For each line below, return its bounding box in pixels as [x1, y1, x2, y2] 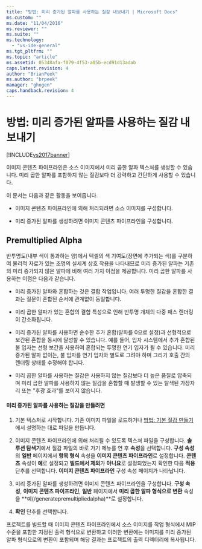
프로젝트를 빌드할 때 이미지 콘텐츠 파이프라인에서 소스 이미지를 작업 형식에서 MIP [6, 521, 196, 528]
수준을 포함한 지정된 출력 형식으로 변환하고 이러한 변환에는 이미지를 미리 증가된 [6, 528, 192, 536]
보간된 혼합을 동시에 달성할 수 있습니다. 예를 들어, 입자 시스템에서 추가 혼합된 [14, 336, 195, 343]
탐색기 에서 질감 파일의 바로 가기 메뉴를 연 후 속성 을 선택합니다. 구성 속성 [26, 444, 195, 452]
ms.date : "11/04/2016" [6, 20, 63, 26]
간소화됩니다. [21, 315, 52, 323]
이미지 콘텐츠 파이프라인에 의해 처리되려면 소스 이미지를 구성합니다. [14, 204, 173, 212]
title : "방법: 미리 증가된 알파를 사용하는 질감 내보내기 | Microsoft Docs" [6, 8, 178, 15]
